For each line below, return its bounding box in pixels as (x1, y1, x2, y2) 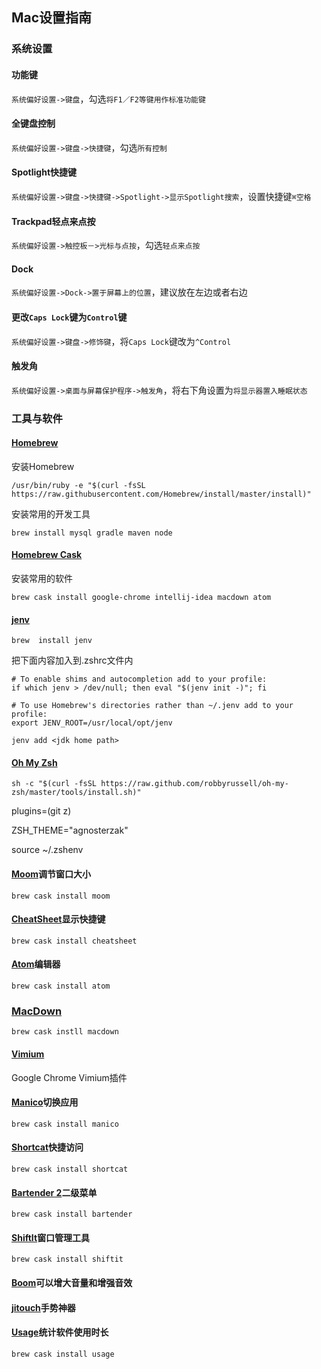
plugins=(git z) (11, 805, 72, 817)
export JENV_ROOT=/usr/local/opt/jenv (11, 718, 173, 728)
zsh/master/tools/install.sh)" (11, 788, 142, 798)
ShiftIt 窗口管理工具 (11, 1231, 91, 1243)
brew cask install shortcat (11, 1164, 129, 1174)
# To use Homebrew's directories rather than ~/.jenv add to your (11, 701, 294, 711)
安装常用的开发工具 (11, 508, 91, 520)
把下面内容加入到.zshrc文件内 (11, 654, 134, 667)
